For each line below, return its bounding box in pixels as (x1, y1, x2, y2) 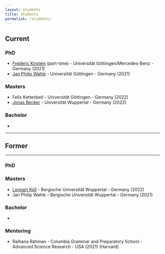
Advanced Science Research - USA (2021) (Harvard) (12, 244, 119, 250)
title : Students (5, 12, 38, 17)
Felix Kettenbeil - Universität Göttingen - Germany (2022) (12, 94, 129, 100)
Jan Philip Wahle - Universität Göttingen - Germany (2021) (12, 71, 130, 77)
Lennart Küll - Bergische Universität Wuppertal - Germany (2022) (12, 186, 145, 192)
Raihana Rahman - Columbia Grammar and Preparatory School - (12, 239, 142, 245)
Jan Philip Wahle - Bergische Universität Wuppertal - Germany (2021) (12, 192, 153, 198)
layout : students (5, 7, 41, 12)
